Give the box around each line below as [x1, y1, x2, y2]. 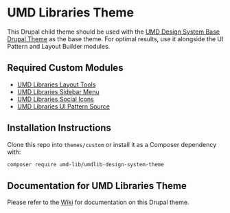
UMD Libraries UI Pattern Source [16, 102, 110, 111]
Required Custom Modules [7, 62, 124, 74]
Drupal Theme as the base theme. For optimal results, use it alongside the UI [7, 34, 224, 43]
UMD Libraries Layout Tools [16, 80, 96, 89]
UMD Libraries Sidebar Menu [16, 87, 100, 96]
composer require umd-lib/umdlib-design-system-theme [7, 161, 165, 168]
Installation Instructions [7, 122, 112, 134]
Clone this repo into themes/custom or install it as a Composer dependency [7, 140, 217, 148]
